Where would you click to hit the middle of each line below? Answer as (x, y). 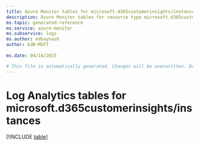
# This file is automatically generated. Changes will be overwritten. (96, 66)
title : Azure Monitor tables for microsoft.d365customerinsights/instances (102, 12)
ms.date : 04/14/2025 (32, 56)
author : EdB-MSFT (28, 45)
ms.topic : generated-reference (45, 22)
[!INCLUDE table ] (27, 137)
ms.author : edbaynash (33, 39)
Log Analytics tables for (66, 95)
